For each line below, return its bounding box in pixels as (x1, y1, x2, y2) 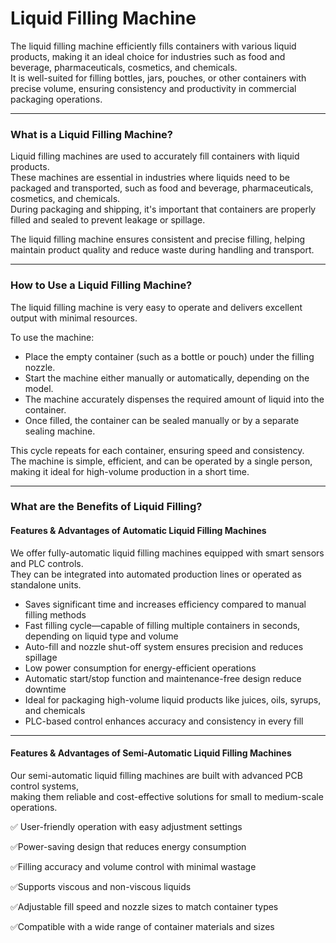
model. (24, 382, 54, 394)
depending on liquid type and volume (24, 630, 179, 642)
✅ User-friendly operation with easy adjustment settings (10, 820, 243, 832)
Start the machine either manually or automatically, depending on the (24, 372, 310, 384)
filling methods (24, 608, 87, 621)
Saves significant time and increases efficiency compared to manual (24, 598, 307, 610)
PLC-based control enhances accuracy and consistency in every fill (24, 715, 304, 727)
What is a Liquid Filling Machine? (10, 127, 173, 141)
